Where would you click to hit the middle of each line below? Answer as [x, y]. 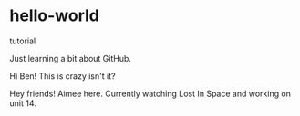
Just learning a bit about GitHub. [71, 58]
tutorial [23, 41]
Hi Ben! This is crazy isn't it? [62, 76]
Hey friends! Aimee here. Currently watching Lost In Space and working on [150, 93]
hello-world [55, 16]
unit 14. [23, 103]
